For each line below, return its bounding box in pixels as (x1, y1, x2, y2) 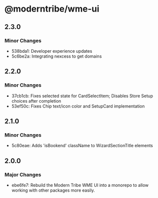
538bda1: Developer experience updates (11, 48, 92, 54)
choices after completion (11, 98, 61, 104)
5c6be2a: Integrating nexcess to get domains (11, 53, 102, 59)
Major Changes (4, 171, 42, 178)
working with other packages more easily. (11, 187, 95, 193)
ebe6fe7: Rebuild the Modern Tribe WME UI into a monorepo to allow (11, 182, 149, 188)
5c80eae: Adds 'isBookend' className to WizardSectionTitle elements (11, 143, 153, 149)
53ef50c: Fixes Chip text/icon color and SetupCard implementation (11, 103, 145, 109)
